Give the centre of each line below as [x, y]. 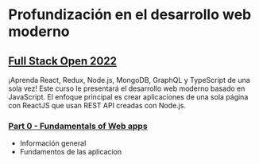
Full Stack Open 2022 [63, 61]
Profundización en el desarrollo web [130, 15]
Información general [53, 143]
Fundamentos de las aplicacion [70, 152]
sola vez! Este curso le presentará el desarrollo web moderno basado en [127, 88]
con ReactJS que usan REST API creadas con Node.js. [97, 105]
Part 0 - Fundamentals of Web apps [78, 126]
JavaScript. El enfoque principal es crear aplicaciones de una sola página [128, 97]
